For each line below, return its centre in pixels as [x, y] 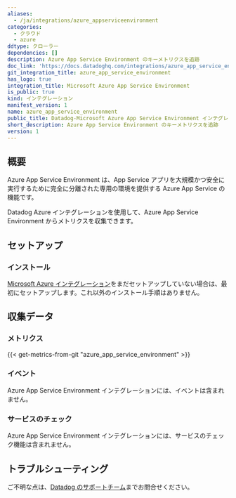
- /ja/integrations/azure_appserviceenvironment [86, 20]
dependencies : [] [33, 53]
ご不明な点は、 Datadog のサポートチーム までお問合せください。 [100, 487]
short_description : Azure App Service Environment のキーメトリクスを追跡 [113, 125]
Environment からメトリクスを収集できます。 [72, 221]
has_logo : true [29, 79]
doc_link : [22, 66]
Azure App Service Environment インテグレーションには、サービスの [106, 435]
